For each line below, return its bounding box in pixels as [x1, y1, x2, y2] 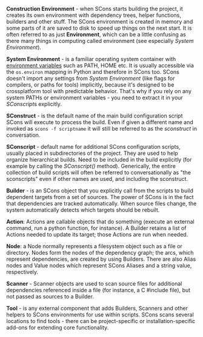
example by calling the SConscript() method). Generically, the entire [6, 163, 176, 169]
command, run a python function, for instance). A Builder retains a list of [6, 224, 187, 232]
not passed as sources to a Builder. [6, 293, 94, 300]
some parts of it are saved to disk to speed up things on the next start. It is [6, 24, 192, 31]
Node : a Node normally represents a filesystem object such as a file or [6, 243, 183, 250]
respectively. [6, 269, 38, 275]
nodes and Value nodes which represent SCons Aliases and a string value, [6, 262, 192, 269]
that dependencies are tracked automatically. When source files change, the [6, 200, 197, 207]
